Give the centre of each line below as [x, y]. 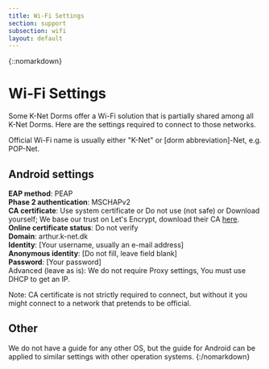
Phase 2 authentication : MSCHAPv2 [70, 202]
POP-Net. [24, 149]
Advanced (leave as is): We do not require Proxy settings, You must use [127, 270]
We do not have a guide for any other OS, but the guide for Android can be [132, 348]
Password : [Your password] [55, 262]
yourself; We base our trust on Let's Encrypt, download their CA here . [124, 219]
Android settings [52, 174]
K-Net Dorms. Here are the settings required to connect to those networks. [132, 125]
